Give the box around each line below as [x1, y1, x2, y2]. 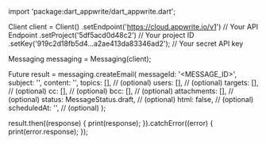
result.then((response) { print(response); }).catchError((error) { [8, 119, 214, 127]
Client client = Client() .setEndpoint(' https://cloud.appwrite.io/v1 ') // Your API [8, 22, 259, 31]
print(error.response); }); [8, 127, 89, 136]
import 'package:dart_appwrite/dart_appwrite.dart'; [8, 7, 176, 16]
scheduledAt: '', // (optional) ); [8, 103, 106, 112]
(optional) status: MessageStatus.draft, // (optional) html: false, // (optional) [8, 95, 254, 104]
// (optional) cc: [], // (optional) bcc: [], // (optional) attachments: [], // [8, 86, 234, 96]
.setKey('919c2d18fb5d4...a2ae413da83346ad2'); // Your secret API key [8, 39, 244, 48]
